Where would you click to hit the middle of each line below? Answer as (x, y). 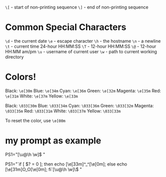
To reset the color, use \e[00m (35, 120)
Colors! (21, 77)
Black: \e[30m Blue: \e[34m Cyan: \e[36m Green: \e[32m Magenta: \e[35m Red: (83, 90)
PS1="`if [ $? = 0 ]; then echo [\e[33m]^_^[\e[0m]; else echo (66, 164)
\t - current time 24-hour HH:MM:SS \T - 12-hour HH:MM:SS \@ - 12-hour (81, 46)
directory (14, 57)
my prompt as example (53, 141)
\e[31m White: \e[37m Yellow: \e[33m (41, 96)
